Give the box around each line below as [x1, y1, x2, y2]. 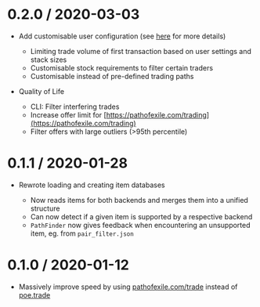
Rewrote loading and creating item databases [18, 180, 165, 190]
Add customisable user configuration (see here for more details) [18, 31, 226, 41]
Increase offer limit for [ [30, 110, 107, 119]
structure [30, 204, 60, 213]
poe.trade [18, 290, 51, 299]
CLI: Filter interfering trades [30, 102, 120, 111]
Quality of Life [18, 86, 64, 96]
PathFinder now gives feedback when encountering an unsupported [30, 220, 251, 229]
